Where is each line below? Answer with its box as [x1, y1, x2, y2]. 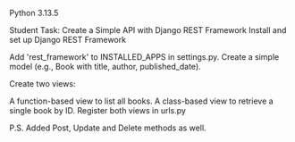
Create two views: [9, 79, 76, 88]
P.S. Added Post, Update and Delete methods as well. [9, 122, 207, 133]
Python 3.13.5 [9, 8, 59, 18]
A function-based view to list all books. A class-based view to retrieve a [9, 96, 274, 106]
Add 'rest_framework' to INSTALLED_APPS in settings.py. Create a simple [9, 52, 280, 62]
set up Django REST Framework [9, 35, 127, 45]
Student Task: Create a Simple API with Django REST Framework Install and [9, 25, 287, 35]
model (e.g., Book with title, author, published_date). [9, 62, 201, 71]
